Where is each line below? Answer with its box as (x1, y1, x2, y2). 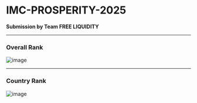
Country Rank (6, 77, 46, 85)
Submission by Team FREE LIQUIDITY (6, 23, 100, 30)
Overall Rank (6, 43, 43, 51)
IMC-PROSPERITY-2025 (6, 4, 127, 17)
